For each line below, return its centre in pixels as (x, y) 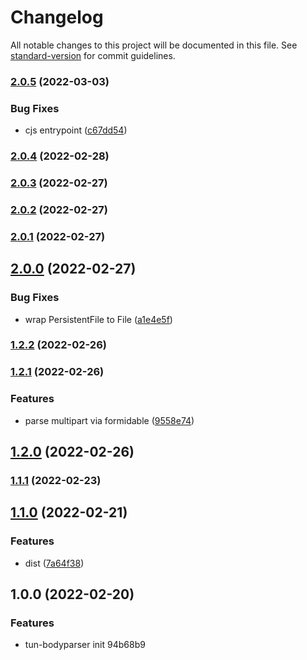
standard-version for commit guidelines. (93, 55)
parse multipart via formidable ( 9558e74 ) (109, 420)
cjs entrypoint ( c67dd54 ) (76, 130)
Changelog (57, 17)
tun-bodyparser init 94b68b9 (85, 645)
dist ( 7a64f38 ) (54, 563)
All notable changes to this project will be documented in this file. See (154, 45)
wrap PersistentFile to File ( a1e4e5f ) (98, 319)
